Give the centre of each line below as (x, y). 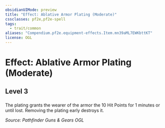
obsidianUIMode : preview (31, 10)
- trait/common (25, 28)
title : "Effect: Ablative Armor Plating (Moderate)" (61, 14)
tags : (11, 24)
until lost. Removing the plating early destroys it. (55, 110)
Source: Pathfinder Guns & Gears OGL (45, 120)
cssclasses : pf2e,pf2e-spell (35, 19)
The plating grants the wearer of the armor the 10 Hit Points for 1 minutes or (83, 105)
